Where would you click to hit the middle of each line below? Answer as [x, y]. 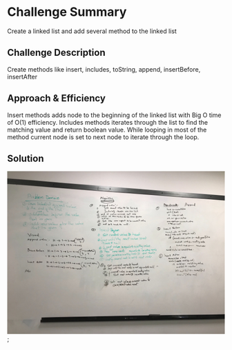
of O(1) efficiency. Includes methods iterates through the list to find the [108, 122]
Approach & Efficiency [56, 98]
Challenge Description [56, 53]
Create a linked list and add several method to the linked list [92, 31]
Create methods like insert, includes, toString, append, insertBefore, [104, 69]
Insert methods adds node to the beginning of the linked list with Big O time [115, 115]
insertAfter [22, 76]
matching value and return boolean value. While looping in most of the [107, 130]
